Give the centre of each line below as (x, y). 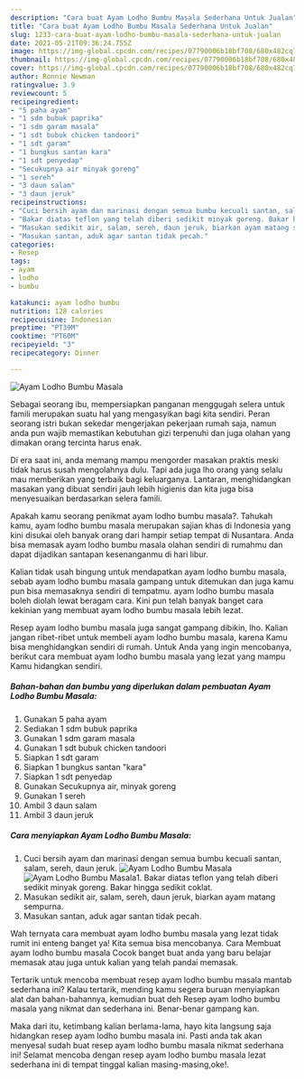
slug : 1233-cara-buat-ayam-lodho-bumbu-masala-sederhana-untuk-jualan (146, 34)
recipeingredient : (45, 102)
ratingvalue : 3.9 (43, 85)
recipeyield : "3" (43, 345)
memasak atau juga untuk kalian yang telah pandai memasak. (124, 962)
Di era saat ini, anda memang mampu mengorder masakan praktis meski (144, 460)
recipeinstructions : (49, 203)
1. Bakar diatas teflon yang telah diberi (207, 878)
